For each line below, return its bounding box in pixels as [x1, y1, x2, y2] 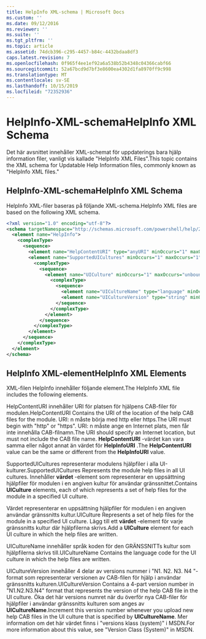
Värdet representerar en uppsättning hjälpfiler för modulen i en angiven [6, 505, 186, 512]
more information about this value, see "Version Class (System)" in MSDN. [6, 626, 194, 633]
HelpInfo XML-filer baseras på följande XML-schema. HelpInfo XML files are [6, 202, 197, 209]
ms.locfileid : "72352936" [6, 89, 72, 95]
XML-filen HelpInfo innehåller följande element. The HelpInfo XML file [6, 384, 180, 392]
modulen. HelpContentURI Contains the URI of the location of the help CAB [6, 409, 194, 417]
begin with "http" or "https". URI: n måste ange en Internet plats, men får [6, 422, 189, 429]
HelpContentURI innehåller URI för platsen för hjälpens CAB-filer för [6, 403, 177, 410]
